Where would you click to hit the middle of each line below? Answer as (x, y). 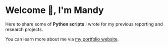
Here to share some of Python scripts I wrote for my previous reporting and (84, 24)
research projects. (24, 29)
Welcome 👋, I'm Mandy (55, 10)
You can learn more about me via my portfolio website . (62, 39)
